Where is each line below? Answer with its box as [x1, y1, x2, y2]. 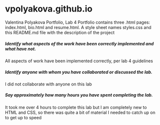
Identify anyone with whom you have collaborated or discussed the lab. [5, 69, 153, 75]
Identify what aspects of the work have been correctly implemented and [5, 41, 154, 46]
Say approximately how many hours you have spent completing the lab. [5, 92, 153, 98]
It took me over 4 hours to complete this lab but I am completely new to [5, 104, 147, 110]
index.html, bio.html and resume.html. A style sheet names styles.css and [5, 24, 151, 30]
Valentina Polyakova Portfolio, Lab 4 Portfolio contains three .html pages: [5, 19, 150, 25]
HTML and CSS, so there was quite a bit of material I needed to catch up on [5, 110, 156, 115]
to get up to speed [5, 114, 42, 120]
